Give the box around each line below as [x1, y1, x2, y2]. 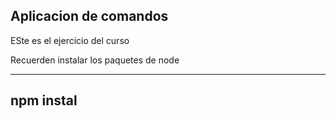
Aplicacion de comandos [10, 8, 169, 25]
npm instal [10, 92, 78, 109]
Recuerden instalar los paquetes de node [10, 54, 180, 66]
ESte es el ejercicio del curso [10, 34, 130, 46]
